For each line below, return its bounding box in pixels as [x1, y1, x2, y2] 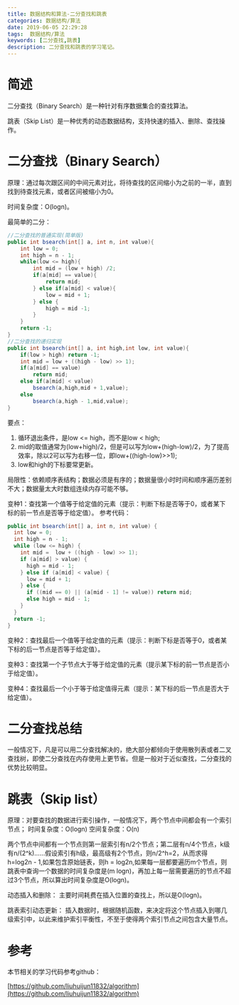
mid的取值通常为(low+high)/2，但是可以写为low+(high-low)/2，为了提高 [17, 442, 230, 450]
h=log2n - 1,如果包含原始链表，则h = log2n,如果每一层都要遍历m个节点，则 [7, 858, 228, 867]
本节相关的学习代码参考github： [7, 968, 101, 976]
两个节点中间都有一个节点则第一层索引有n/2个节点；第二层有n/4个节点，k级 [7, 840, 230, 849]
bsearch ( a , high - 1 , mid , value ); [33, 398, 129, 405]
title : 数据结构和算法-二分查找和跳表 [7, 10, 107, 18]
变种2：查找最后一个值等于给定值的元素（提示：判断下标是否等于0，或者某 [7, 636, 228, 645]
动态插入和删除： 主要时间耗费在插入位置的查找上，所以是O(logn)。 [7, 891, 206, 899]
